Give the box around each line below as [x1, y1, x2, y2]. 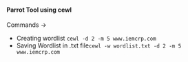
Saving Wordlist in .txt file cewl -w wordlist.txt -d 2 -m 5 [16, 41, 182, 50]
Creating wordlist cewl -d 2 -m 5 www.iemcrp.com [16, 34, 156, 43]
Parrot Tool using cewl [6, 6, 72, 14]
